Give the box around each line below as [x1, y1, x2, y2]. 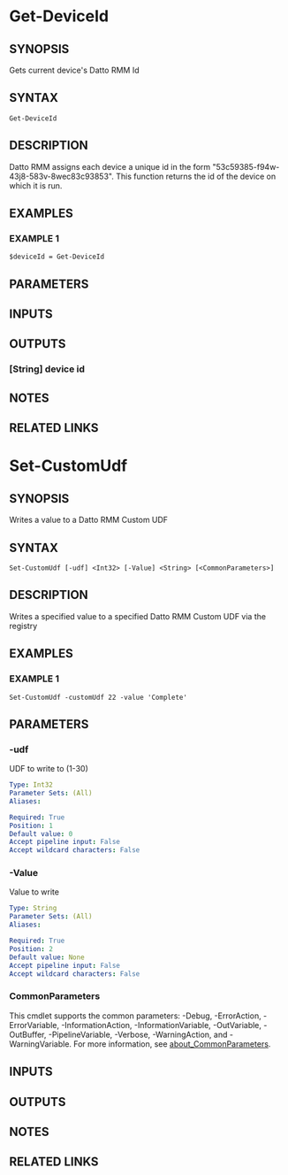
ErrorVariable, [9, 1019, 60, 1030]
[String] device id [9, 363, 86, 375]
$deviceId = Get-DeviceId [9, 252, 104, 262]
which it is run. [9, 180, 63, 191]
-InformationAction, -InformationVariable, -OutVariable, [61, 1019, 262, 1030]
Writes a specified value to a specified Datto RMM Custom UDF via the [9, 611, 267, 621]
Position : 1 [9, 821, 53, 830]
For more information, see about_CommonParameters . [73, 1038, 271, 1049]
